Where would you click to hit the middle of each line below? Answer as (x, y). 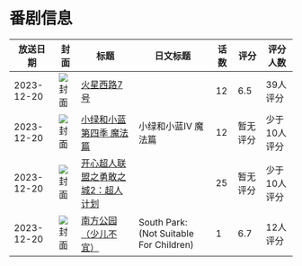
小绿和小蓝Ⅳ (165, 126)
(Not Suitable (166, 233)
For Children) (166, 244)
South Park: (163, 222)
